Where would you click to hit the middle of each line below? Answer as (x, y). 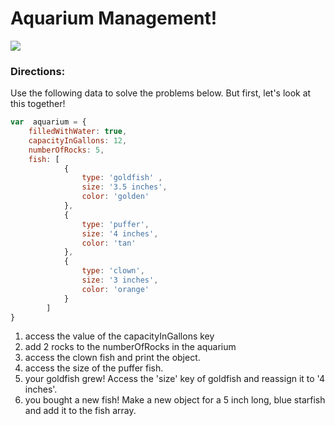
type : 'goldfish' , (122, 178)
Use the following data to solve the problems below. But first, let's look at (161, 93)
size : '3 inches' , (120, 280)
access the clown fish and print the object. (112, 358)
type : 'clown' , (113, 271)
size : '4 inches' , (120, 233)
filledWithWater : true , (78, 132)
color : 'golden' (115, 197)
